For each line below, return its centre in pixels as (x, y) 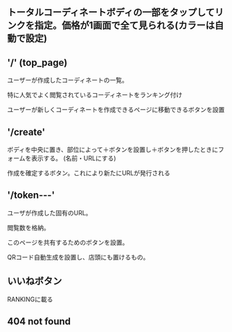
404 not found (39, 322)
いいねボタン (35, 281)
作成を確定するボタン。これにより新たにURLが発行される (89, 173)
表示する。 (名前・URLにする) (73, 158)
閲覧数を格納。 (28, 227)
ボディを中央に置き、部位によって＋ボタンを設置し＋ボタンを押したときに (113, 150)
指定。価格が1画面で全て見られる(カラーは (124, 25)
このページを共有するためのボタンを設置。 (68, 242)
